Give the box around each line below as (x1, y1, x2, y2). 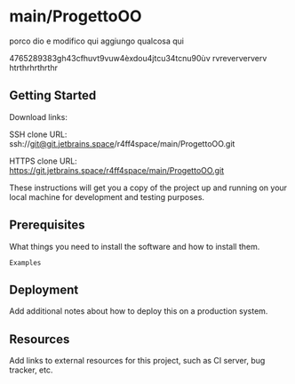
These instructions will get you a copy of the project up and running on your (9, 182, 287, 193)
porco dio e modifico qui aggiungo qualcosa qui (9, 36, 185, 46)
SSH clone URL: (9, 129, 68, 140)
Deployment (9, 282, 79, 297)
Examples (9, 258, 42, 268)
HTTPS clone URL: (9, 156, 77, 166)
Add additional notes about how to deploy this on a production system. (9, 306, 268, 316)
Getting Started (9, 88, 97, 103)
